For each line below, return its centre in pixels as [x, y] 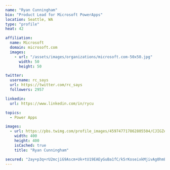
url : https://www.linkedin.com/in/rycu [52, 104]
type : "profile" [22, 24]
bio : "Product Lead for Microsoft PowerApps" [54, 15]
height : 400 [27, 141]
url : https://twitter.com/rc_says [46, 85]
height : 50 [30, 66]
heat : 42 [14, 29]
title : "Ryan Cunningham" [42, 150]
